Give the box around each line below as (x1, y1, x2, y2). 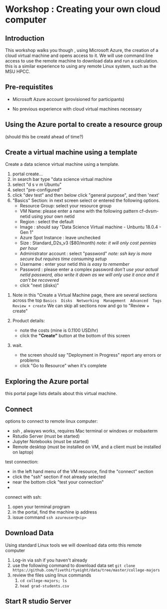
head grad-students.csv (19, 584, 70, 589)
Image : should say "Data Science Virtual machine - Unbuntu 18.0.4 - (19, 224, 162, 230)
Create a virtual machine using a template (5, 148, 138, 157)
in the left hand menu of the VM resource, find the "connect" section (12, 469, 154, 475)
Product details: (12, 318, 45, 324)
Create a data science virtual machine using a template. (5, 161, 120, 167)
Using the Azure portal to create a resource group (5, 120, 163, 129)
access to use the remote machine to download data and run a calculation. (5, 58, 159, 63)
